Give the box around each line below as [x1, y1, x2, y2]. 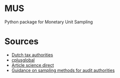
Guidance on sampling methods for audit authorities [11, 67, 115, 73]
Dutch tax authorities [11, 52, 53, 58]
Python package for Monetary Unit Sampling [4, 19, 93, 25]
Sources [4, 36, 39, 47]
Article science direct [11, 62, 54, 68]
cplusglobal [11, 57, 35, 63]
